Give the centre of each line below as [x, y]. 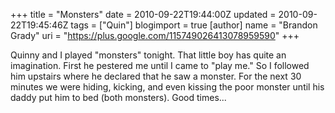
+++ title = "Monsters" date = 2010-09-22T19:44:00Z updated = [143, 14]
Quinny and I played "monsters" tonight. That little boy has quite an [148, 55]
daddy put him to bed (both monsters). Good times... [118, 97]
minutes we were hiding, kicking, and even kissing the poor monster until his [167, 87]
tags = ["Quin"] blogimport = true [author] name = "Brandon [194, 25]
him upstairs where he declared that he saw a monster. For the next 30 [156, 76]
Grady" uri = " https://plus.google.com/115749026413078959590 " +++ [155, 35]
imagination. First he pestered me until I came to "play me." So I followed [160, 65]
